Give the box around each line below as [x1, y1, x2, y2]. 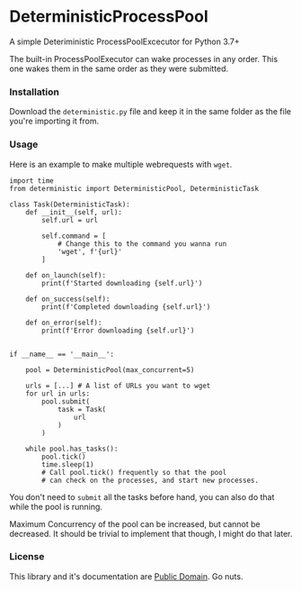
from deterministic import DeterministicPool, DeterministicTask [9, 184, 259, 193]
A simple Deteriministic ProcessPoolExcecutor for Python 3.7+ [9, 36, 240, 47]
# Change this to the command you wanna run [57, 239, 227, 249]
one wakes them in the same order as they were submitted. [9, 63, 229, 74]
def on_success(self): [25, 295, 111, 304]
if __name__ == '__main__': [9, 350, 115, 359]
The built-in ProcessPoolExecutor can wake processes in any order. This [9, 53, 279, 64]
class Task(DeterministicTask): [9, 200, 130, 209]
